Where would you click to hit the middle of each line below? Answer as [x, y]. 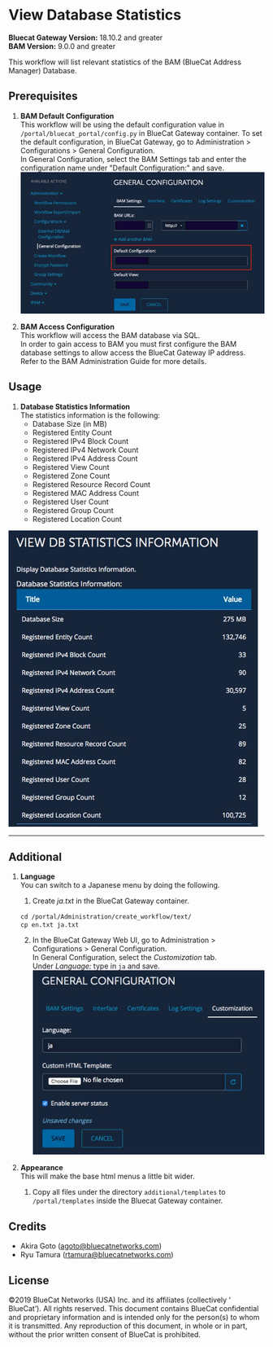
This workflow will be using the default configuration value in [122, 125]
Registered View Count [71, 467]
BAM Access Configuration [67, 327]
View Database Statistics [95, 15]
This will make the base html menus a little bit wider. [107, 1176]
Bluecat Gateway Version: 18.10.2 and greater [86, 37]
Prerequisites [43, 97]
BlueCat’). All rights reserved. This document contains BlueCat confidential [134, 1308]
